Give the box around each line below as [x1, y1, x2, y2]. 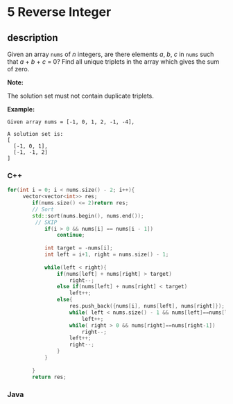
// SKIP [35, 219, 58, 226]
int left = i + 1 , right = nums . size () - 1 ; [44, 251, 169, 258]
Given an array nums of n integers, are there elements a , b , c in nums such [7, 50, 214, 58]
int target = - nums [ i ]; [44, 245, 113, 252]
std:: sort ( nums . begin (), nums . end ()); [32, 212, 144, 219]
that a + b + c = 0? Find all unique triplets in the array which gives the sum [7, 58, 220, 66]
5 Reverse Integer [7, 4, 112, 20]
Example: [7, 105, 35, 113]
